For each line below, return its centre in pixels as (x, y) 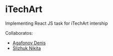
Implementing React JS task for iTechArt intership (56, 23)
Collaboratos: (19, 33)
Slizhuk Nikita (27, 48)
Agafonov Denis (29, 43)
